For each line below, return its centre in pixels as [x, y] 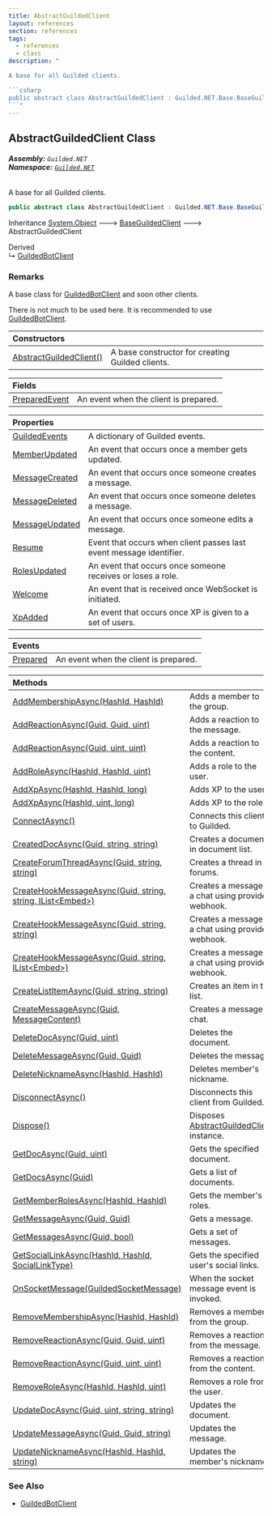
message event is [223, 1288]
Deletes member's [224, 1069]
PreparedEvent [41, 399]
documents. [212, 1182]
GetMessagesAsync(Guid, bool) [73, 1237]
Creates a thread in [225, 862]
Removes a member [227, 1312]
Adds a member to [224, 696]
